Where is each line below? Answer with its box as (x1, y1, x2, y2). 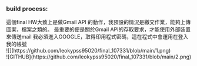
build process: (6, 5, 48, 13)
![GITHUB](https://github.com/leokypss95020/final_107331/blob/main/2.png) (6, 53, 192, 60)
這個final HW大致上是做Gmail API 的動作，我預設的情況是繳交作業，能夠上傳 (6, 19, 191, 26)
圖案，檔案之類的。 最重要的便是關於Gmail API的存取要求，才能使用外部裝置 (6, 26, 191, 33)
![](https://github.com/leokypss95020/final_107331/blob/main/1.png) (6, 47, 171, 54)
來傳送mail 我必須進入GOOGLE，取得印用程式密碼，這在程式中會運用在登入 (6, 33, 189, 40)
